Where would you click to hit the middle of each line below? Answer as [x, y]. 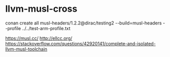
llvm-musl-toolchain [26, 49]
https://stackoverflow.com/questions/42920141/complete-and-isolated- [81, 43]
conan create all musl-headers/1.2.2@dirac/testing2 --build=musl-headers [83, 23]
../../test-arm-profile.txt [46, 28]
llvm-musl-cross [41, 9]
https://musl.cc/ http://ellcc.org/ [39, 38]
